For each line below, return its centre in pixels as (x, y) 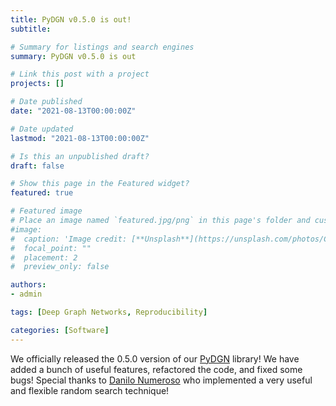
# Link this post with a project (80, 74)
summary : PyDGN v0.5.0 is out (73, 56)
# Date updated (42, 129)
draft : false (37, 166)
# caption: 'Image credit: (69, 239)
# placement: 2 (44, 257)
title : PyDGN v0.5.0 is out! (71, 19)
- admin (26, 294)
